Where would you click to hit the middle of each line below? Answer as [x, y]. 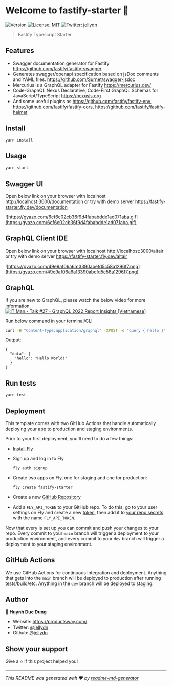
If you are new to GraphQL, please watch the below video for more [76, 300]
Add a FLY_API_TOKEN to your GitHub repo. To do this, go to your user [85, 507]
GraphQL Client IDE [37, 239]
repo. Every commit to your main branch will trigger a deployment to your [82, 533]
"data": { [20, 354]
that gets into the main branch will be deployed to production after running [83, 578]
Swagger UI [24, 184]
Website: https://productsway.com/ [50, 622]
